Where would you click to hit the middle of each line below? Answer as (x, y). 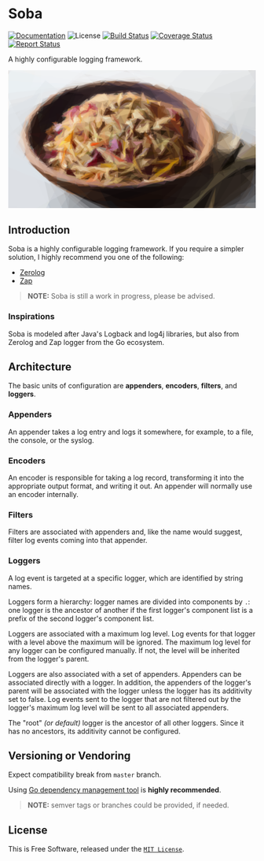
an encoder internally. (43, 495)
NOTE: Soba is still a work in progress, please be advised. (121, 296)
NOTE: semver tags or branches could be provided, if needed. (128, 805)
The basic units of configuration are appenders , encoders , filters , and (123, 386)
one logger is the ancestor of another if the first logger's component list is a (131, 610)
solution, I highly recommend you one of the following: (96, 258)
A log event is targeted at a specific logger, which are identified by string (126, 578)
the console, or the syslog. (51, 440)
